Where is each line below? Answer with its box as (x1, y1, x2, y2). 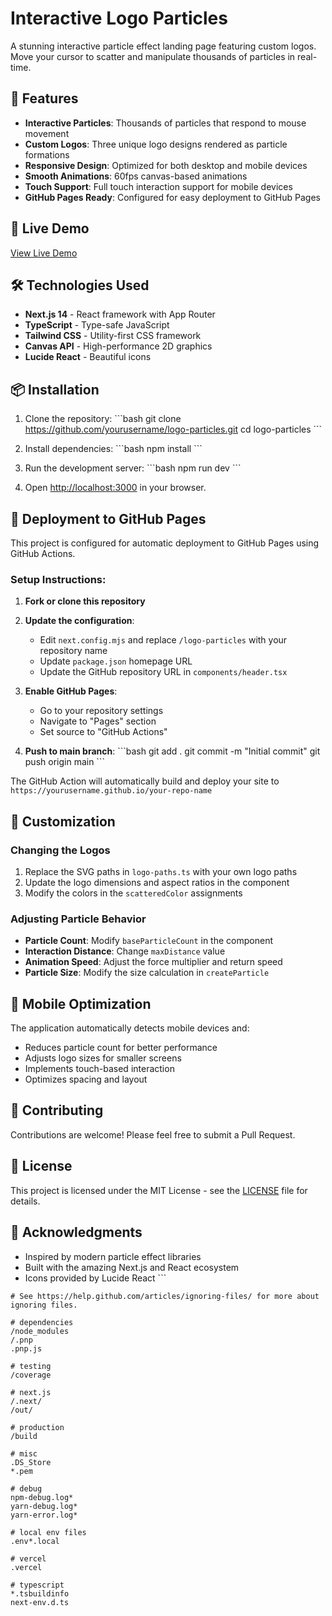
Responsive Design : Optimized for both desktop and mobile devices (24, 159, 308, 171)
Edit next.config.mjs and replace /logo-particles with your (39, 634, 288, 646)
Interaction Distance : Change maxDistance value (24, 945, 226, 957)
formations (24, 148, 70, 161)
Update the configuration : (24, 615, 135, 627)
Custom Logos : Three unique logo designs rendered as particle (24, 138, 288, 150)
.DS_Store (10, 1457, 52, 1467)
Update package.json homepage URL (39, 655, 193, 667)
